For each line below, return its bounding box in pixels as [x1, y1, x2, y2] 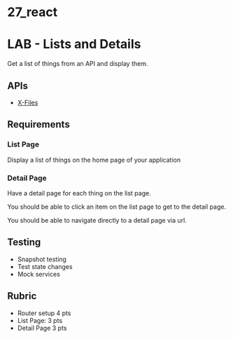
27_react [7, 4, 58, 20]
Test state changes [17, 262, 73, 270]
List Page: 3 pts [17, 316, 63, 324]
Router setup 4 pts [17, 309, 71, 317]
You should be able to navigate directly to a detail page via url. [7, 216, 187, 224]
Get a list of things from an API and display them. [7, 60, 148, 68]
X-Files [17, 98, 38, 106]
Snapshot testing [17, 255, 66, 263]
